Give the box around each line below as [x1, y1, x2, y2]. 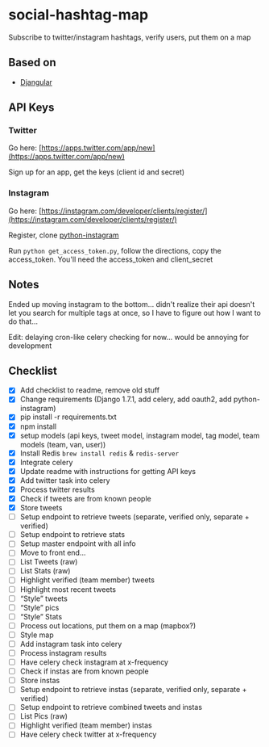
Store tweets [19, 503, 63, 513]
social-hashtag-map [8, 6, 149, 24]
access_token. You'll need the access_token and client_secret [8, 254, 213, 264]
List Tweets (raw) [19, 557, 78, 567]
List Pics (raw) [19, 711, 68, 721]
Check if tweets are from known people [19, 493, 151, 503]
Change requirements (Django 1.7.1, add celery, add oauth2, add [19, 394, 232, 405]
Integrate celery [19, 457, 73, 467]
